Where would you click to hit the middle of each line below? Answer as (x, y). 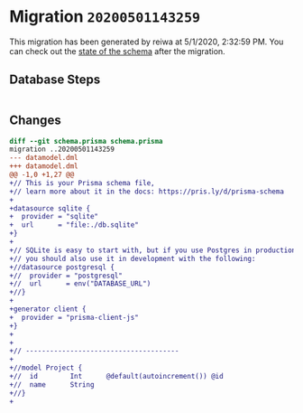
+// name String (52, 385)
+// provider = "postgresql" (66, 276)
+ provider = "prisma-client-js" (74, 317)
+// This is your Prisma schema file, (82, 183)
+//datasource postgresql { (62, 267)
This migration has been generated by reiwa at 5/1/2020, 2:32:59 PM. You (147, 42)
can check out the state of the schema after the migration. (117, 51)
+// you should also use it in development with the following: (133, 258)
